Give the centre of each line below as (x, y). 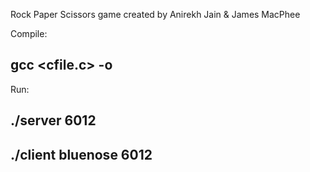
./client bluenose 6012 (81, 154)
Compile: (29, 33)
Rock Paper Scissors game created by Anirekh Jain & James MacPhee (155, 14)
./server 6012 (53, 120)
